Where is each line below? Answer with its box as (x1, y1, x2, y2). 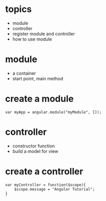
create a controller (5, 165, 83, 177)
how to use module (12, 36, 52, 42)
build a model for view (12, 148, 58, 154)
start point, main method (12, 75, 63, 81)
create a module (5, 93, 74, 105)
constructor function (12, 143, 55, 149)
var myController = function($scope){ (5, 182, 86, 187)
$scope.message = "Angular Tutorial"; (14, 186, 95, 191)
